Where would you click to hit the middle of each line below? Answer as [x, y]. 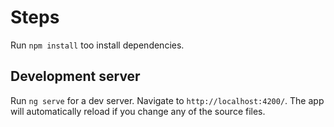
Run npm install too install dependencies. [97, 45]
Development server [75, 76]
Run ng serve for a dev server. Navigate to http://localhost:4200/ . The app [167, 100]
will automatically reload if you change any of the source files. [138, 111]
